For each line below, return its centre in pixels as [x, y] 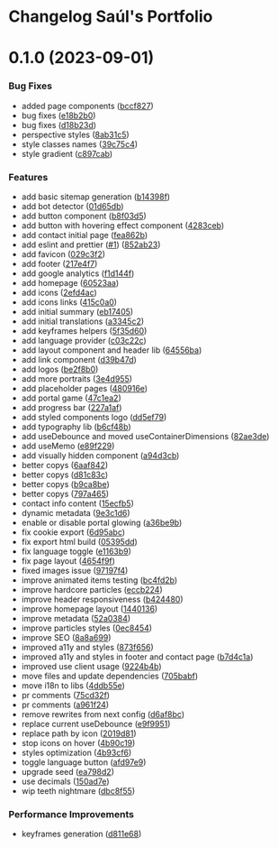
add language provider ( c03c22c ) [84, 340]
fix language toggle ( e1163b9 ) [76, 551]
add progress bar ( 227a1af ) [72, 407]
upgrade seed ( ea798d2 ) [67, 771]
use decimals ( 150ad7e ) [65, 781]
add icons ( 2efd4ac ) [59, 292]
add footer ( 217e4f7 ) [59, 263]
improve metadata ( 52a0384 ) [76, 618]
